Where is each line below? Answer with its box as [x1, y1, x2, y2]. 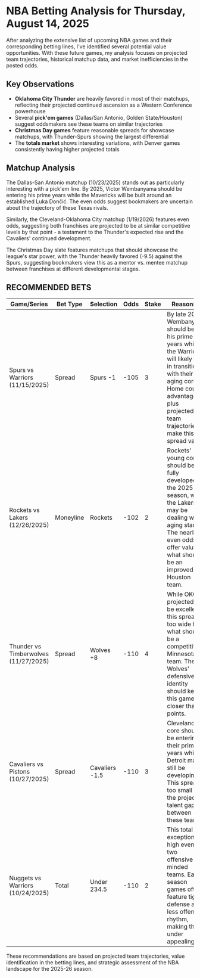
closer [167, 702, 185, 710]
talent [167, 801, 183, 809]
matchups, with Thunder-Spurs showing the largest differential [14, 133, 169, 140]
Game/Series [10, 300, 49, 308]
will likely [167, 355, 192, 363]
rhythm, [167, 915, 189, 923]
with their [167, 370, 193, 378]
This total [167, 825, 193, 834]
